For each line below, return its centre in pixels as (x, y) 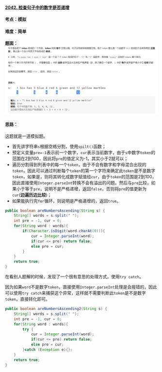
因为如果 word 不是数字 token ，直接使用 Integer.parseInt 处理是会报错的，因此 (81, 287)
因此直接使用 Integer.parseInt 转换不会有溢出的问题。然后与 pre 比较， (81, 183)
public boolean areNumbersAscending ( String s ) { (55, 211)
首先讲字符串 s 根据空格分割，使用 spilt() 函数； (59, 146)
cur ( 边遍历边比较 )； (32, 195)
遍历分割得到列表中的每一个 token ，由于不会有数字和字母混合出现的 (79, 164)
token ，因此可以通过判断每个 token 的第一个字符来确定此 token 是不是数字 (84, 170)
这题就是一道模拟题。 (26, 136)
